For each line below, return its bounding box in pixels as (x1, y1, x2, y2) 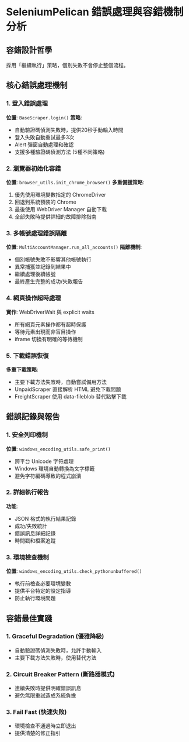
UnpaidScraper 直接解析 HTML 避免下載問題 (14, 386, 121, 393)
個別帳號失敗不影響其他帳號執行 (14, 256, 92, 263)
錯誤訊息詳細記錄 (14, 530, 56, 537)
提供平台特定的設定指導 (14, 588, 71, 595)
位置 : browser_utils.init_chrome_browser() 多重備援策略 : (6, 178, 145, 185)
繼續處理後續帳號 (14, 270, 56, 278)
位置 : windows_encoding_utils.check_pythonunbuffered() (6, 568, 142, 575)
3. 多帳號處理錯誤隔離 (6, 229, 67, 237)
